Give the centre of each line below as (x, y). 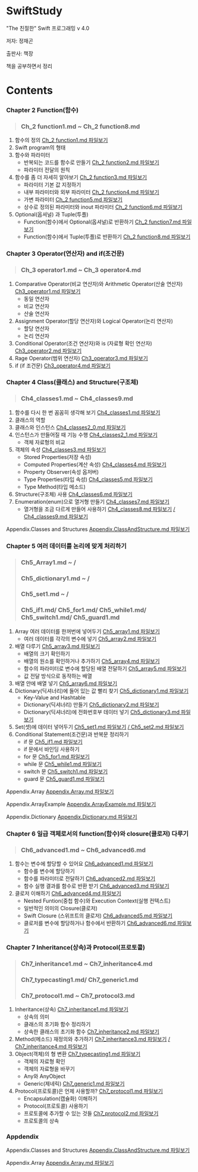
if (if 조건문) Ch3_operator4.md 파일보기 (63, 365)
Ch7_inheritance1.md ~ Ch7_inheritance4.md (87, 963)
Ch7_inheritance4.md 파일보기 (51, 1047)
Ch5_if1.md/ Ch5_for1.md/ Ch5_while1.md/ (84, 610)
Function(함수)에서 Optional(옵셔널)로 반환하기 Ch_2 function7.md (102, 222)
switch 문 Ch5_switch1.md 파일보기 (66, 771)
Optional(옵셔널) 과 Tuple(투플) (51, 215)
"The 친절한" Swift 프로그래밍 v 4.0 (48, 28)
